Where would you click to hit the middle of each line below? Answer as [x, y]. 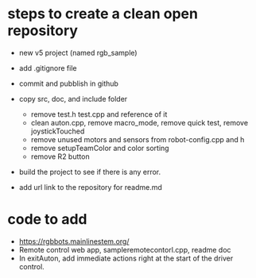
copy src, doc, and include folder [73, 98]
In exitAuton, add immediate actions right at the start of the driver [126, 258]
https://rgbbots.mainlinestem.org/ [74, 241]
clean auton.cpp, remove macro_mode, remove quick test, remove [139, 122]
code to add [47, 220]
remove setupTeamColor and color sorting [100, 148]
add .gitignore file [48, 68]
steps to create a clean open [103, 14]
